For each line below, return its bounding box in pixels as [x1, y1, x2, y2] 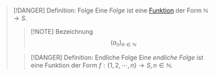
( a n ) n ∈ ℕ [110, 38, 137, 48]
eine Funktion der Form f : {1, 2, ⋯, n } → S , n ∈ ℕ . [30, 61, 173, 69]
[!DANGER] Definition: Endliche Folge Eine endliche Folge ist [30, 53, 204, 61]
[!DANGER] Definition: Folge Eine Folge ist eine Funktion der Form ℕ [13, 6, 209, 15]
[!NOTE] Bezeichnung [30, 28, 94, 35]
